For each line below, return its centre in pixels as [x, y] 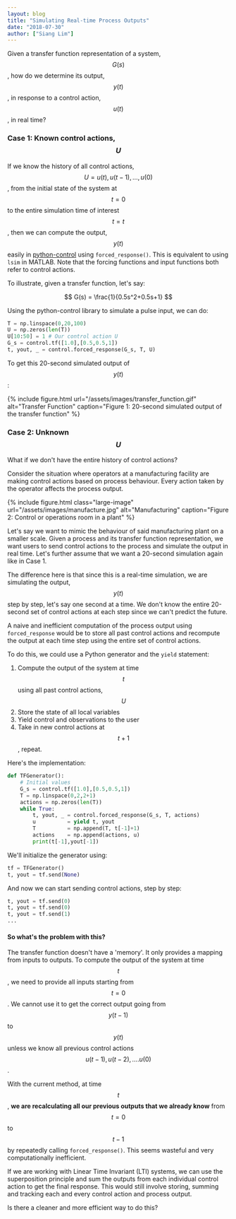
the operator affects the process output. [66, 489]
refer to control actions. [42, 269]
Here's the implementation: [46, 763]
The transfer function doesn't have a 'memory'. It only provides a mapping [115, 953]
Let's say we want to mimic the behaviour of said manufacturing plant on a [116, 531]
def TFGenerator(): [36, 776]
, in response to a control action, [54, 98]
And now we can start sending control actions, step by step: [94, 888]
